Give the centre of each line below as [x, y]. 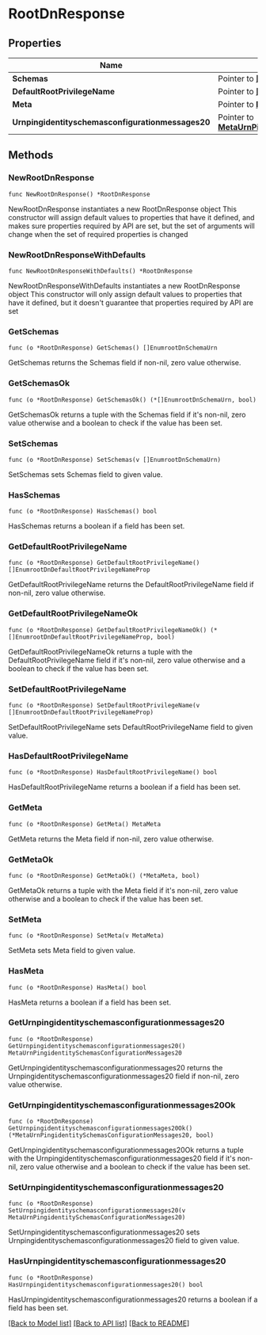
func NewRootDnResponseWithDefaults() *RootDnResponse [101, 271]
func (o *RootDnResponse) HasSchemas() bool [83, 512]
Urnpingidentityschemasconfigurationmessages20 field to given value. [124, 1241]
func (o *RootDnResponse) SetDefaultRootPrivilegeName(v [104, 706]
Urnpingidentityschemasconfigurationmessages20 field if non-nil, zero [124, 1076]
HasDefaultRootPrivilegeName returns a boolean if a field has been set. [125, 787]
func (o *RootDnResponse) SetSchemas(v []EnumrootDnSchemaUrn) [115, 460]
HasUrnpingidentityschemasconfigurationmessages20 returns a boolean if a [133, 1299]
